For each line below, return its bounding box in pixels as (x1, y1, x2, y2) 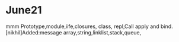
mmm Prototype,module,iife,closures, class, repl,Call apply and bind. (5, 23, 173, 30)
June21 (5, 3, 42, 17)
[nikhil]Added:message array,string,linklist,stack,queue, (5, 29, 142, 36)
